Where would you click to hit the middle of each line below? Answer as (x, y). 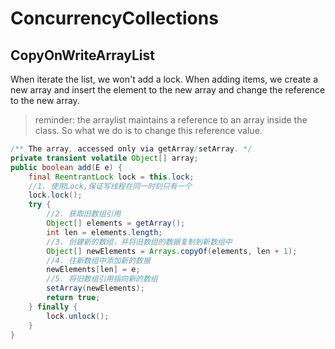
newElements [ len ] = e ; (93, 270)
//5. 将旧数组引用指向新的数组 (102, 279)
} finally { (53, 307)
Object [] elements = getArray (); (116, 223)
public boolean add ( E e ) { (66, 167)
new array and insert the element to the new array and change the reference (168, 90)
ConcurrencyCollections (114, 18)
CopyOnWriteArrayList (82, 55)
